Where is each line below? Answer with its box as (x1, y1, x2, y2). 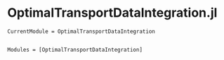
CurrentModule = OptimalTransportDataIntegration (7, 28, 156, 35)
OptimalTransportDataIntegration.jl (7, 5, 218, 21)
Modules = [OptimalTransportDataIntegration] (7, 46, 143, 53)
